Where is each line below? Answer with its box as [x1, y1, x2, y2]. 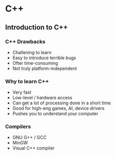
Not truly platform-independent [12, 65, 77, 71]
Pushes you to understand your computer [12, 111, 98, 117]
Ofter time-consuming [12, 60, 58, 66]
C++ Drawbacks [5, 38, 46, 45]
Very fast [12, 89, 31, 95]
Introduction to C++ [5, 23, 68, 32]
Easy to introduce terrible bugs [12, 55, 76, 61]
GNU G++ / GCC [12, 134, 46, 140]
